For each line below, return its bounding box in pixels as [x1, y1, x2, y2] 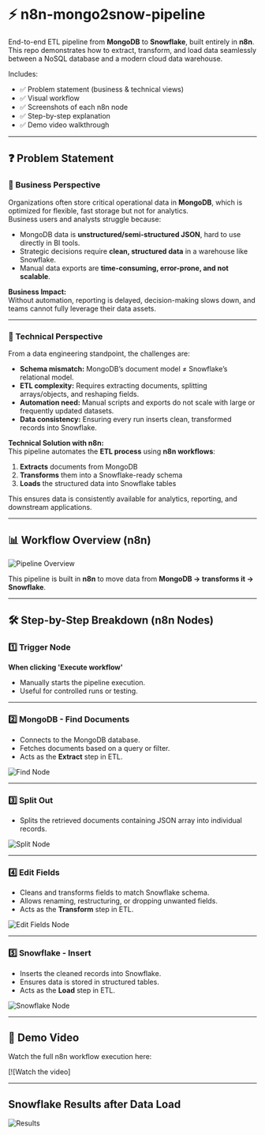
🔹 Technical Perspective [8, 330, 103, 341]
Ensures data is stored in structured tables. [19, 977, 159, 986]
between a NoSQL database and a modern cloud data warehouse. [8, 54, 223, 63]
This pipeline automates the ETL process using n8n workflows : [8, 447, 215, 456]
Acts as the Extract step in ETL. [19, 752, 123, 761]
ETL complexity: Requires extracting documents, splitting [19, 380, 207, 390]
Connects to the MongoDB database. [19, 735, 140, 745]
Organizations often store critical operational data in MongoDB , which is [8, 198, 243, 207]
